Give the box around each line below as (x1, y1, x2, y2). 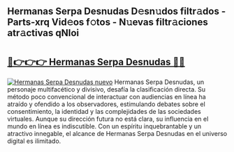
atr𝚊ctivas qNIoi (7, 27, 79, 39)
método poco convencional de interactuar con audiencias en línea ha (7, 93, 206, 101)
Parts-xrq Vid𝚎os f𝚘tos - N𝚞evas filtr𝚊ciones (7, 17, 208, 28)
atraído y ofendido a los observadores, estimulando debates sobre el (7, 100, 206, 108)
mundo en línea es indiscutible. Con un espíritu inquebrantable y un (7, 122, 202, 130)
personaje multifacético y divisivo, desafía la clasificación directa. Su (7, 85, 206, 93)
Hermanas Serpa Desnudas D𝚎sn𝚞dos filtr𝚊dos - (7, 6, 226, 17)
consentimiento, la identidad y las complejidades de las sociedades (7, 108, 201, 115)
